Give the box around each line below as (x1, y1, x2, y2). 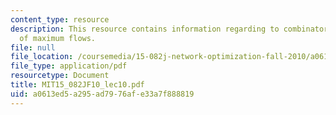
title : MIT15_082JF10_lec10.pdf (10, 80, 145, 90)
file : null (10, 42, 56, 53)
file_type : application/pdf (10, 61, 128, 71)
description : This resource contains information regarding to (10, 24, 280, 34)
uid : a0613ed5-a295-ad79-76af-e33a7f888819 (10, 89, 195, 99)
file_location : (10, 52, 74, 62)
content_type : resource (10, 14, 110, 25)
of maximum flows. (19, 33, 97, 43)
